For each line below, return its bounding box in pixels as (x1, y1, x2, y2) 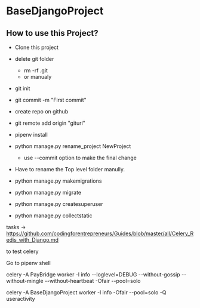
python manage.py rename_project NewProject (14, 143, 131, 150)
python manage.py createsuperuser (14, 201, 103, 207)
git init (14, 85, 30, 92)
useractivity (6, 295, 35, 302)
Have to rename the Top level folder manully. (14, 166, 125, 173)
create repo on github (14, 108, 69, 115)
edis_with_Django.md (6, 236, 59, 243)
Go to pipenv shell (6, 260, 51, 266)
